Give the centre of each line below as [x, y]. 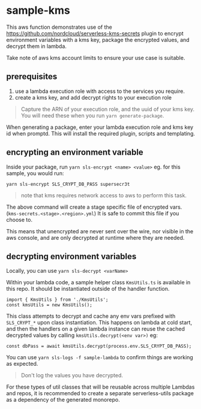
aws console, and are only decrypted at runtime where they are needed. [95, 237]
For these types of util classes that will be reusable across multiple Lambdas [100, 387]
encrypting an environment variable [75, 153]
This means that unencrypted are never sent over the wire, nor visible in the [100, 231]
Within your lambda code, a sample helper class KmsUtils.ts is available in [98, 282]
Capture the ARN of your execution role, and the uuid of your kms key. [108, 109]
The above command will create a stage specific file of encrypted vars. [94, 207]
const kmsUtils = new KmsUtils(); [49, 305]
